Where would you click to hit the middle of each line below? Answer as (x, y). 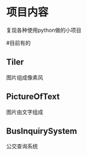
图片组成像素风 (25, 77)
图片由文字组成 (25, 112)
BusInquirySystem (42, 131)
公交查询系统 (22, 146)
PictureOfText (33, 97)
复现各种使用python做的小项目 (44, 30)
